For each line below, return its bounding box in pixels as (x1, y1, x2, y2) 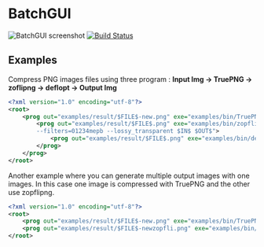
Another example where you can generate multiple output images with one (8, 171, 250, 180)
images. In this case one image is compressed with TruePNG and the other (8, 179, 250, 189)
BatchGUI (8, 5, 72, 23)
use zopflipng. (8, 187, 55, 197)
